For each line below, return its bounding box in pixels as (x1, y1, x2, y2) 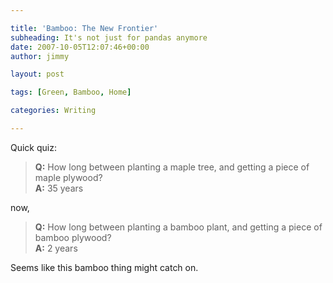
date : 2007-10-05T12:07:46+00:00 (10, 42, 150, 52)
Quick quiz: (10, 141, 57, 153)
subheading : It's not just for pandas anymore (10, 32, 208, 43)
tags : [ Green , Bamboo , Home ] (10, 87, 132, 98)
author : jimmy (10, 51, 70, 61)
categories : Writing (10, 106, 97, 116)
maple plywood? (34, 171, 103, 183)
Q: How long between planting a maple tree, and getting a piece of (34, 161, 310, 173)
